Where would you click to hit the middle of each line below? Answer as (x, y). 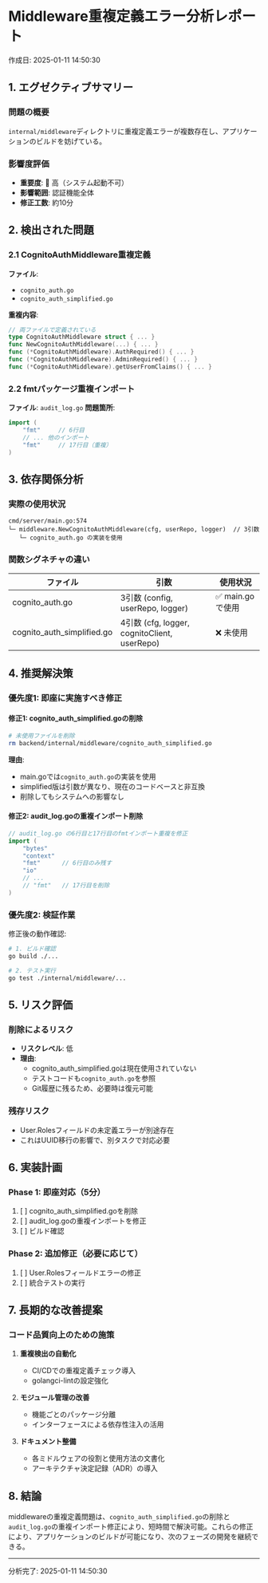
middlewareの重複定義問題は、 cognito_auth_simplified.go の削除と (119, 1517)
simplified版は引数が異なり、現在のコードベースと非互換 (112, 786)
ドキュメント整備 (48, 1442)
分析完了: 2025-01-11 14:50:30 (58, 1571)
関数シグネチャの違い (49, 559)
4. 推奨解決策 (41, 673)
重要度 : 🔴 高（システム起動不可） (74, 182)
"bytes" (35, 848)
